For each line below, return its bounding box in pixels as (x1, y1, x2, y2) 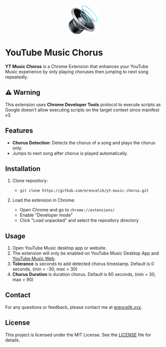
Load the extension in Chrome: (12, 197, 75, 203)
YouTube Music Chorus (5, 47, 103, 59)
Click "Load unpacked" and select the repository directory (19, 217, 139, 223)
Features (5, 127, 33, 135)
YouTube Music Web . (12, 256, 56, 262)
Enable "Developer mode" (19, 212, 73, 218)
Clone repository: (12, 178, 48, 184)
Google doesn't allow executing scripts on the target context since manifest (5, 107, 160, 113)
